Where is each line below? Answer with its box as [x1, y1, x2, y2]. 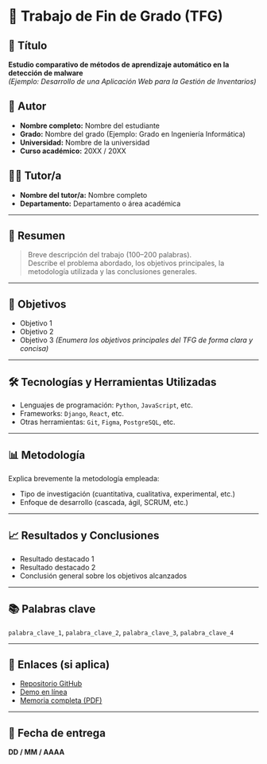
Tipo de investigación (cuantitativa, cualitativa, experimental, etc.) [19, 488, 236, 499]
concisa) [19, 344, 49, 353]
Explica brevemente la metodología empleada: [8, 473, 160, 483]
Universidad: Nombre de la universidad [19, 137, 150, 147]
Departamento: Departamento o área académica [19, 199, 181, 208]
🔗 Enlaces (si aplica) [8, 658, 110, 671]
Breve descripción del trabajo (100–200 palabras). [27, 250, 192, 260]
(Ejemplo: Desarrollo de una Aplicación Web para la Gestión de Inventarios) [8, 77, 257, 86]
